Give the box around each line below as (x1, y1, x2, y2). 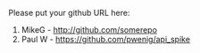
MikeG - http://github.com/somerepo (21, 25, 158, 34)
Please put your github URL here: (8, 8, 130, 18)
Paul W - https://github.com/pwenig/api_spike (21, 34, 191, 44)
